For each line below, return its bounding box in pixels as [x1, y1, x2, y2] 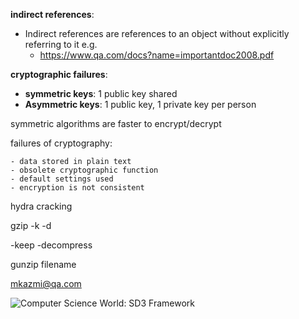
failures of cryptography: [10, 137, 113, 149]
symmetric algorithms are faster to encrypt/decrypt [10, 118, 222, 129]
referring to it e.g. [24, 39, 98, 50]
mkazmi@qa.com [10, 278, 82, 289]
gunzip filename [10, 259, 77, 270]
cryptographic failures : [10, 69, 108, 80]
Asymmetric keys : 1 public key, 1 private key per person [24, 99, 257, 110]
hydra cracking [10, 200, 73, 212]
